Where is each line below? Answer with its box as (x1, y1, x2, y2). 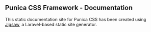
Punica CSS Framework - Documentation (5, 4, 133, 12)
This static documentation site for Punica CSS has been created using (5, 16, 147, 22)
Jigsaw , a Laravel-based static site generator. (5, 21, 97, 27)
